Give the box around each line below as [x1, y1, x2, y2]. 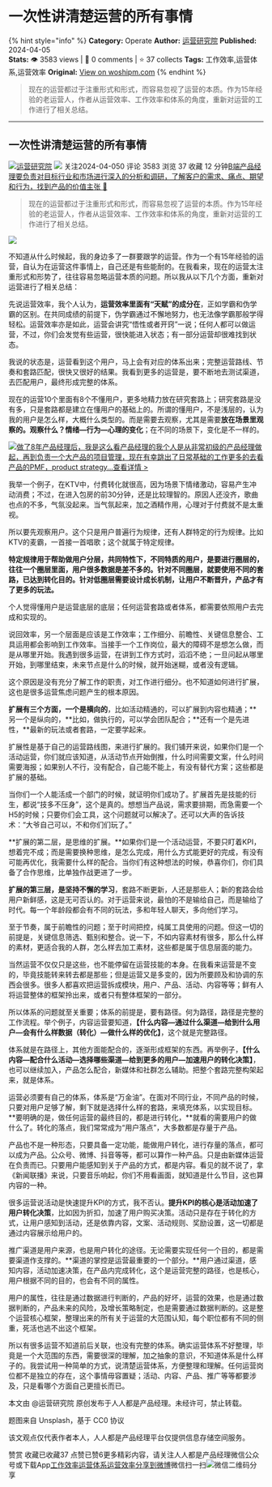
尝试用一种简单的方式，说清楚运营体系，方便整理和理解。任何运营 [36, 1361, 257, 1370]
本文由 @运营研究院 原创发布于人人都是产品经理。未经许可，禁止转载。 [8, 1398, 247, 1408]
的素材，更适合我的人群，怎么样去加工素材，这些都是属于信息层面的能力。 [8, 942, 257, 952]
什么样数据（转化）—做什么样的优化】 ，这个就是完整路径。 [36, 1027, 232, 1037]
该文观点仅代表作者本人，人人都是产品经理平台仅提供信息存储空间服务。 [8, 1432, 249, 1442]
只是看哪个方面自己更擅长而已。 [22, 1381, 130, 1391]
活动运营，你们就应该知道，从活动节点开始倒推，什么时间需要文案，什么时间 [8, 751, 264, 762]
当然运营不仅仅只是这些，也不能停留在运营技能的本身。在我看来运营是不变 [8, 959, 257, 969]
